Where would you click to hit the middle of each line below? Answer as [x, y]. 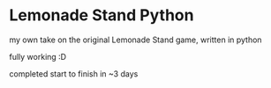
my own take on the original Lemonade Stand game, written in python [135, 40]
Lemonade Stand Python [102, 15]
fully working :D [38, 56]
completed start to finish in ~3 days [74, 73]
